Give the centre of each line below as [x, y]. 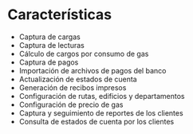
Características [60, 15]
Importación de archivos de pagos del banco [93, 70]
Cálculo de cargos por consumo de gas [84, 53]
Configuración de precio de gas [71, 104]
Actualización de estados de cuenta [78, 79]
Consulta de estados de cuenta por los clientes [96, 121]
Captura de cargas [49, 37]
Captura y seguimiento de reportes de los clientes [101, 112]
